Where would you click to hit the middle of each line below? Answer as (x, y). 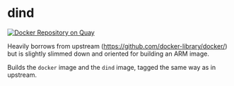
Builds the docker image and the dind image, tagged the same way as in (112, 67)
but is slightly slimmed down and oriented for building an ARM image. (109, 54)
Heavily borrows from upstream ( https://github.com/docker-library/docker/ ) (117, 46)
